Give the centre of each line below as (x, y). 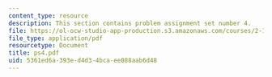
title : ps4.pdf (34, 53)
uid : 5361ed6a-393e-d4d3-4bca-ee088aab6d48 (83, 61)
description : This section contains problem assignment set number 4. (130, 23)
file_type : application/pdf (56, 38)
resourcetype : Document (49, 46)
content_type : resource (49, 16)
